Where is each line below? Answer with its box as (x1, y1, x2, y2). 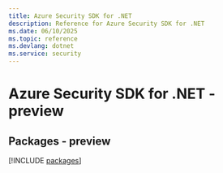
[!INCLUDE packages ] (8, 156, 82, 165)
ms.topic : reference (8, 34, 79, 43)
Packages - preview (8, 134, 111, 148)
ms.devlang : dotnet (8, 42, 75, 50)
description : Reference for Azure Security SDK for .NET (8, 19, 205, 28)
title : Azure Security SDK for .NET (8, 11, 132, 20)
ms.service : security (8, 50, 82, 58)
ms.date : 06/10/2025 (8, 27, 79, 35)
